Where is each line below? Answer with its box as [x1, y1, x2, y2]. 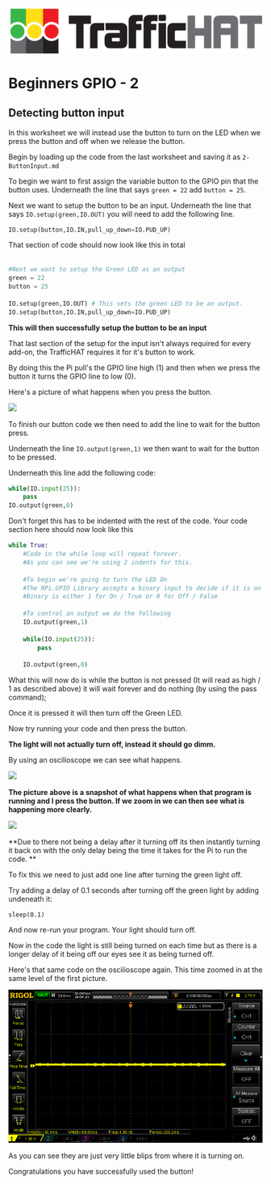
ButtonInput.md [8, 162, 60, 170]
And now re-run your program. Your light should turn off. [8, 925, 196, 935]
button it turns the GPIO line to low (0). [8, 371, 137, 381]
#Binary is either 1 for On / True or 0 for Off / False [23, 593, 219, 601]
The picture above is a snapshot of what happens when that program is [8, 788, 252, 797]
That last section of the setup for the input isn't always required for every [8, 338, 252, 348]
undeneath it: [8, 894, 52, 904]
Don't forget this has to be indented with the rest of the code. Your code [8, 516, 248, 526]
